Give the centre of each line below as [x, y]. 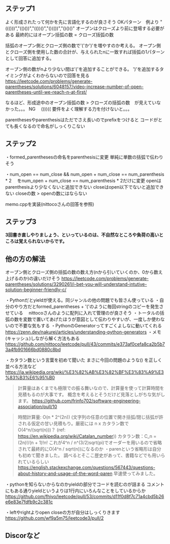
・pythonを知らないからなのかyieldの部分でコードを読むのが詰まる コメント [85, 484]
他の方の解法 [25, 259]
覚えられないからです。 [43, 241]
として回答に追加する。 [30, 58]
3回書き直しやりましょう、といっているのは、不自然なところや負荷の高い [82, 235]
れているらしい [33, 462]
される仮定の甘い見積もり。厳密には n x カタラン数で [73, 424]
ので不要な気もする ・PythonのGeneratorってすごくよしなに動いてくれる [86, 326]
